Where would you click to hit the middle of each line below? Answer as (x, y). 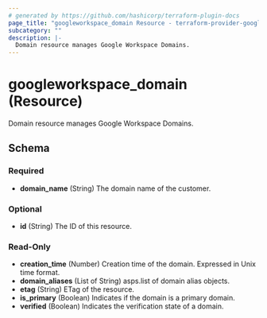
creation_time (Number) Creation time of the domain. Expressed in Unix (138, 264)
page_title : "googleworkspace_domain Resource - (90, 23)
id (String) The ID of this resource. (76, 227)
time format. (40, 273)
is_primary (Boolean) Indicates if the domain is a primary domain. (128, 298)
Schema (29, 148)
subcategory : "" (35, 30)
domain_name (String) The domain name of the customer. (115, 188)
